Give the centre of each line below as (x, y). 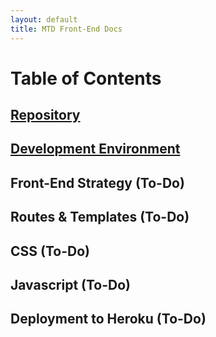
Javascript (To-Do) (70, 285)
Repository (45, 115)
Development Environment (95, 149)
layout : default (44, 19)
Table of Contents (86, 78)
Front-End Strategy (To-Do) (97, 182)
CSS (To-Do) (50, 251)
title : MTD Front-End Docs (66, 29)
